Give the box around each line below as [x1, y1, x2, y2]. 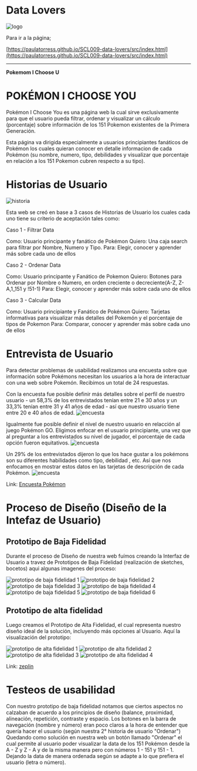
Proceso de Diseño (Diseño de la [6, 501, 167, 514]
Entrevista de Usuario [6, 347, 114, 361]
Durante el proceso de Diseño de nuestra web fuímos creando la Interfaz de [6, 552, 190, 559]
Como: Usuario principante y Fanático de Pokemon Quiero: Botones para [6, 273, 182, 280]
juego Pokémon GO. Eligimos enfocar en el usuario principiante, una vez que [6, 426, 191, 434]
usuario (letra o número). [6, 759, 66, 766]
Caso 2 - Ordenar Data [6, 261, 61, 269]
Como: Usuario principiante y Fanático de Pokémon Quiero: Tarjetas [6, 308, 171, 315]
